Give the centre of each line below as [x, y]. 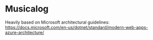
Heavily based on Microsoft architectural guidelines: [57, 22]
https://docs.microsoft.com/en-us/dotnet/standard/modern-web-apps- [77, 27]
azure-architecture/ [25, 32]
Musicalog [27, 9]
